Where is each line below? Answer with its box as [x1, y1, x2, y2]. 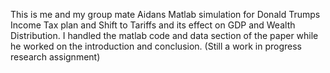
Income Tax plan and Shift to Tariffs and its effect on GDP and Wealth [10, 19, 296, 31]
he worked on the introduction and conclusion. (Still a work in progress [10, 40, 303, 52]
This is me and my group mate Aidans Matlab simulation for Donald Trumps [10, 9, 321, 20]
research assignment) [10, 51, 101, 63]
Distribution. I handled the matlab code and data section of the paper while [10, 30, 319, 41]
